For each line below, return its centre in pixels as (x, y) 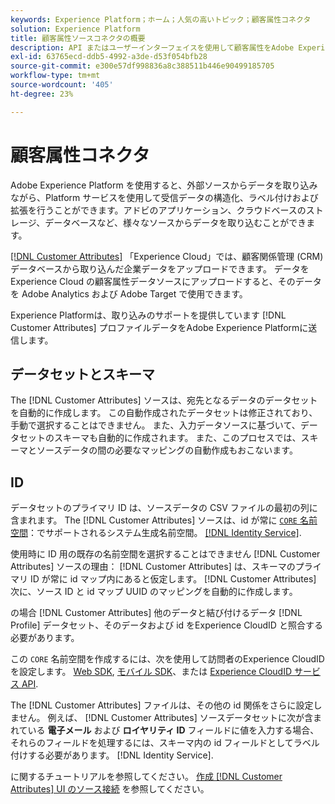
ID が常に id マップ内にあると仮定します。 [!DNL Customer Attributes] (173, 579)
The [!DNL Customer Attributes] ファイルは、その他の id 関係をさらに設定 (162, 705)
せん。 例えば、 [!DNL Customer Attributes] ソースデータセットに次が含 (165, 718)
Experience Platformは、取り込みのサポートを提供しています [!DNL (148, 315)
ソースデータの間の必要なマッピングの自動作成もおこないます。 (167, 450)
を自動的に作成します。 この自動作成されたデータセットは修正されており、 (164, 413)
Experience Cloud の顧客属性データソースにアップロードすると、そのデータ (166, 281)
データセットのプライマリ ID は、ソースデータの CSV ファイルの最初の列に (164, 508)
